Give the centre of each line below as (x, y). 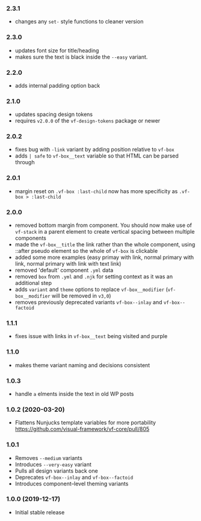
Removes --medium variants (48, 458)
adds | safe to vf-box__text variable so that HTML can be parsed (97, 156)
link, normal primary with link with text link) (68, 264)
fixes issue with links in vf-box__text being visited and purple (91, 336)
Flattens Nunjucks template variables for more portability (85, 423)
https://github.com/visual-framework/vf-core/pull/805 (82, 429)
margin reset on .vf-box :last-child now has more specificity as (96, 191)
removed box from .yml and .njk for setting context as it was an (94, 276)
